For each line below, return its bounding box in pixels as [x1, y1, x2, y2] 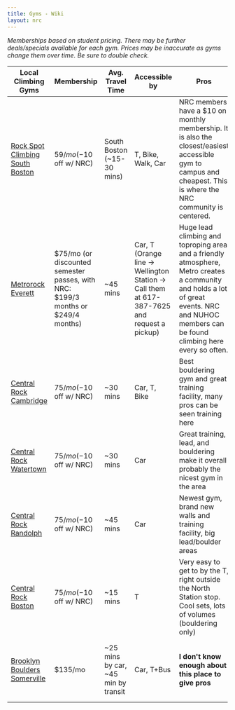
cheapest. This [178, 176, 228, 186]
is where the [178, 184, 220, 194]
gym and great [178, 374, 227, 383]
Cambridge [10, 395, 48, 405]
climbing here [178, 336, 224, 346]
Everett [10, 288, 35, 298]
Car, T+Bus [134, 664, 171, 674]
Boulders [10, 664, 41, 674]
